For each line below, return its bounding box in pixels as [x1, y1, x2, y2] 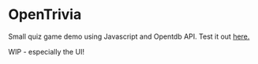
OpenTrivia [8, 6, 82, 24]
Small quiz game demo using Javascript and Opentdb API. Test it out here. [8, 32, 250, 41]
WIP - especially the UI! [8, 47, 85, 56]
